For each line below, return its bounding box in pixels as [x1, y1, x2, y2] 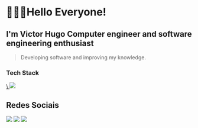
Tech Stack [6, 68, 40, 76]
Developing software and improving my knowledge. [20, 54, 147, 61]
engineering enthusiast [6, 38, 94, 48]
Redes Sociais [6, 100, 59, 110]
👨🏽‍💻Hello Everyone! [6, 5, 106, 19]
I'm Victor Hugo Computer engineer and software [6, 29, 192, 39]
